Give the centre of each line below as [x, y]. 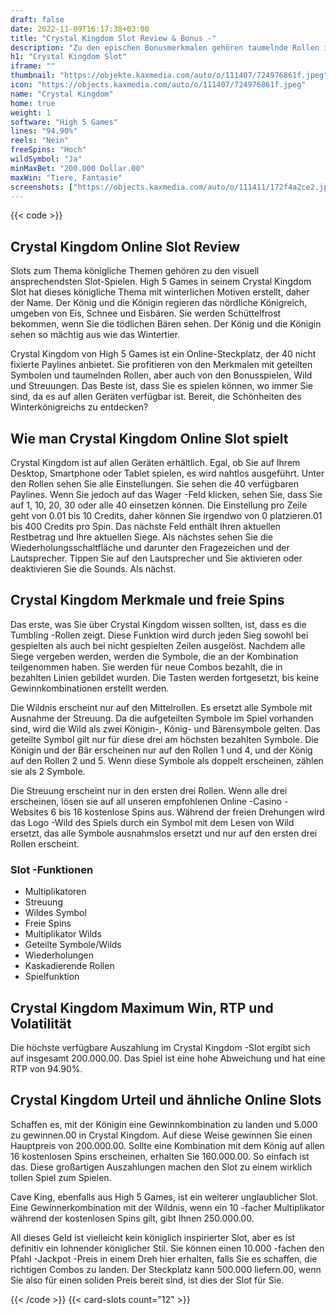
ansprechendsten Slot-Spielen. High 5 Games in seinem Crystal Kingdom [161, 282]
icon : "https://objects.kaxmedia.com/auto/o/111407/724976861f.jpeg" [158, 85]
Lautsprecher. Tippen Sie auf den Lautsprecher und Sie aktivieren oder [156, 558]
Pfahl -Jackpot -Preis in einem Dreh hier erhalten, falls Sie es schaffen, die [164, 1258]
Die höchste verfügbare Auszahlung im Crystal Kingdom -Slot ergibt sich [160, 1047]
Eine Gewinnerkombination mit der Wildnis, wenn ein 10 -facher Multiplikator [168, 1207]
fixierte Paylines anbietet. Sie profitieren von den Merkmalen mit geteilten [161, 365]
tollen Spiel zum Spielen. [61, 1177]
